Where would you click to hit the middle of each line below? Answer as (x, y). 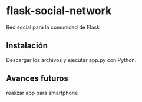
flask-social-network (59, 11)
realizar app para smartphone (42, 93)
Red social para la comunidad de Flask (53, 27)
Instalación (27, 46)
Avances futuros (37, 79)
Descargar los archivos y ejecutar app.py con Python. (71, 60)
